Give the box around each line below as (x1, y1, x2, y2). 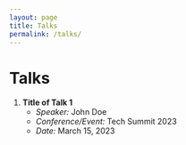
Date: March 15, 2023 (35, 125, 115, 136)
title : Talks (9, 21, 58, 30)
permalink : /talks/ (9, 29, 82, 38)
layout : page (9, 12, 58, 22)
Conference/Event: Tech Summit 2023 (35, 117, 177, 127)
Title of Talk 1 (21, 97, 73, 108)
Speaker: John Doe (35, 107, 107, 117)
